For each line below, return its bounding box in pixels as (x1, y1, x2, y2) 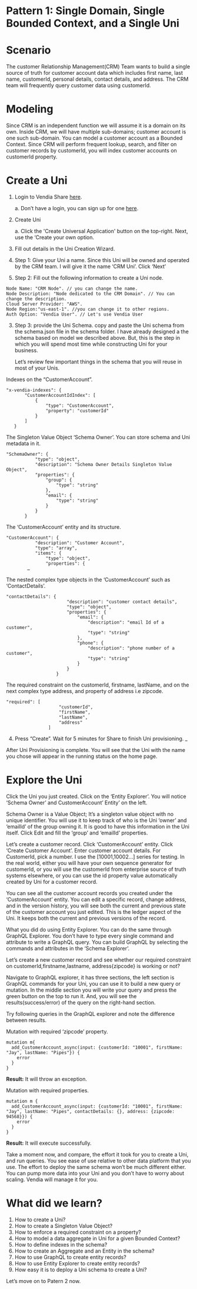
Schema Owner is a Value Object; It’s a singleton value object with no (6, 810, 174, 817)
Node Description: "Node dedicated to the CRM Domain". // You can (6, 291, 175, 297)
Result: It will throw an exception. (6, 1075, 87, 1082)
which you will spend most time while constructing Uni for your (14, 340, 168, 347)
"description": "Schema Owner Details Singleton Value (35, 462, 172, 468)
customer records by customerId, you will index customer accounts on (6, 147, 178, 154)
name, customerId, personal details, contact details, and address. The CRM (6, 75, 189, 83)
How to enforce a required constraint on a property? (14, 1228, 141, 1235)
